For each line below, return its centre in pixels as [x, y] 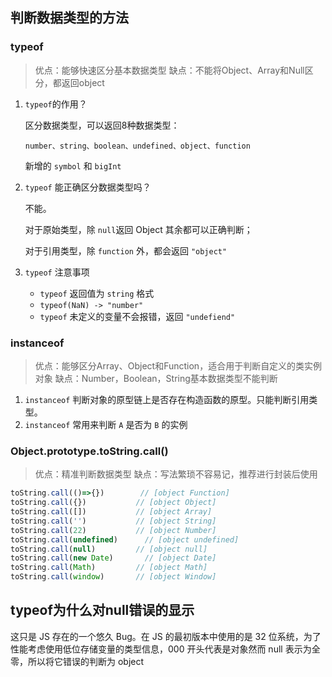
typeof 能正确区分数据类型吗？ [88, 187]
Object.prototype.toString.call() [89, 451]
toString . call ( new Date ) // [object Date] [113, 558]
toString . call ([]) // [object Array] [111, 512]
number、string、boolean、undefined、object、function [137, 146]
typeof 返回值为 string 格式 [97, 293]
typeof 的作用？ [56, 104]
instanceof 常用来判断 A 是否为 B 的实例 [106, 424]
